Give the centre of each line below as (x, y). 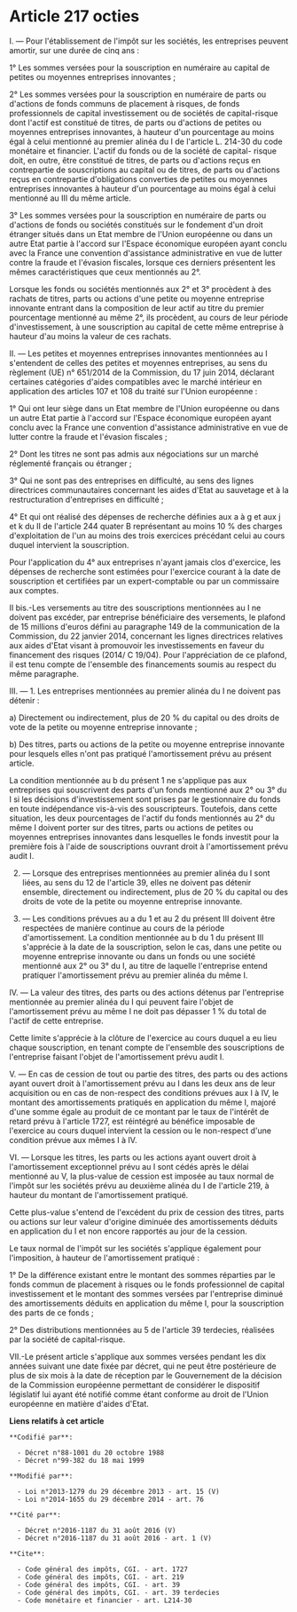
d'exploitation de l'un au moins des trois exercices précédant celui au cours (147, 536)
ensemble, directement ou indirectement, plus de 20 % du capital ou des (155, 892)
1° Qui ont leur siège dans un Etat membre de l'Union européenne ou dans (145, 408)
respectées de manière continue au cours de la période (123, 928)
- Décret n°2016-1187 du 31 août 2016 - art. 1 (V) (115, 1538)
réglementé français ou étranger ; (70, 463)
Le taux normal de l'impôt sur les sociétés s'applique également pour (135, 1248)
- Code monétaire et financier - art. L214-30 (105, 1600)
